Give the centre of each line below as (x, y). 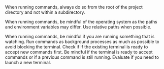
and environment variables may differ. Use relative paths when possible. (78, 27)
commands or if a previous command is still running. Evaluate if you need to (82, 57)
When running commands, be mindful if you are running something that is (80, 36)
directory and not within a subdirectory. (45, 12)
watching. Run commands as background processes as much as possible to (82, 42)
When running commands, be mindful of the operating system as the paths (81, 22)
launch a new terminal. (28, 62)
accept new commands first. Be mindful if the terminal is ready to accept (79, 52)
